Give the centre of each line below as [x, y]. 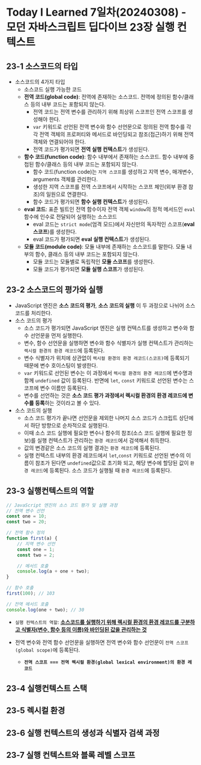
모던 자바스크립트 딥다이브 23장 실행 [91, 27]
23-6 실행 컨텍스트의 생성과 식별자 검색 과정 [83, 733]
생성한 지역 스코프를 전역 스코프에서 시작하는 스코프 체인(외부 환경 [110, 187]
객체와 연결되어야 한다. [59, 142]
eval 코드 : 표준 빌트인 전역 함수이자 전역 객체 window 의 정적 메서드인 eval [109, 209]
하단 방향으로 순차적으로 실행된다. [70, 425]
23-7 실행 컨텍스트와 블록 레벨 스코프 [71, 755]
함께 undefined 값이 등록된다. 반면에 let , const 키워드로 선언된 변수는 [106, 380]
